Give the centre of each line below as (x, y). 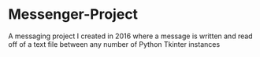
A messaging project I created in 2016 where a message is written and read (131, 36)
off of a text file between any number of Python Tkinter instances (114, 44)
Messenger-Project (73, 14)
